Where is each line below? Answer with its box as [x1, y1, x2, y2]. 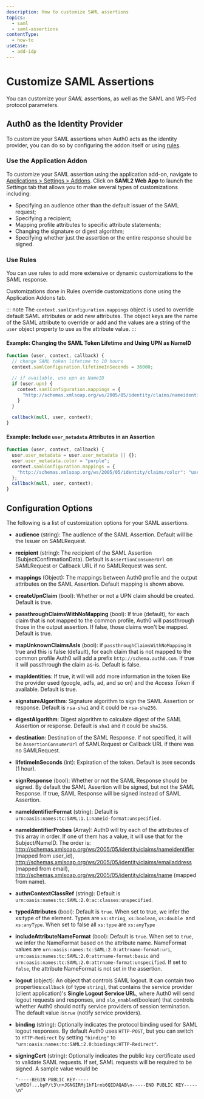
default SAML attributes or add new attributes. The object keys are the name [6, 313, 198, 320]
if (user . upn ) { [12, 381, 53, 387]
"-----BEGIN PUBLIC [15, 1076, 65, 1083]
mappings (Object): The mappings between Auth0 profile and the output [15, 574, 197, 581]
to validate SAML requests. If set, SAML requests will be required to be [15, 1058, 192, 1066]
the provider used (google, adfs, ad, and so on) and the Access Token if [15, 679, 195, 686]
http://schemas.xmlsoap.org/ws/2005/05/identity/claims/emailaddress [15, 858, 192, 865]
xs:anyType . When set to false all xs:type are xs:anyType [15, 921, 155, 928]
